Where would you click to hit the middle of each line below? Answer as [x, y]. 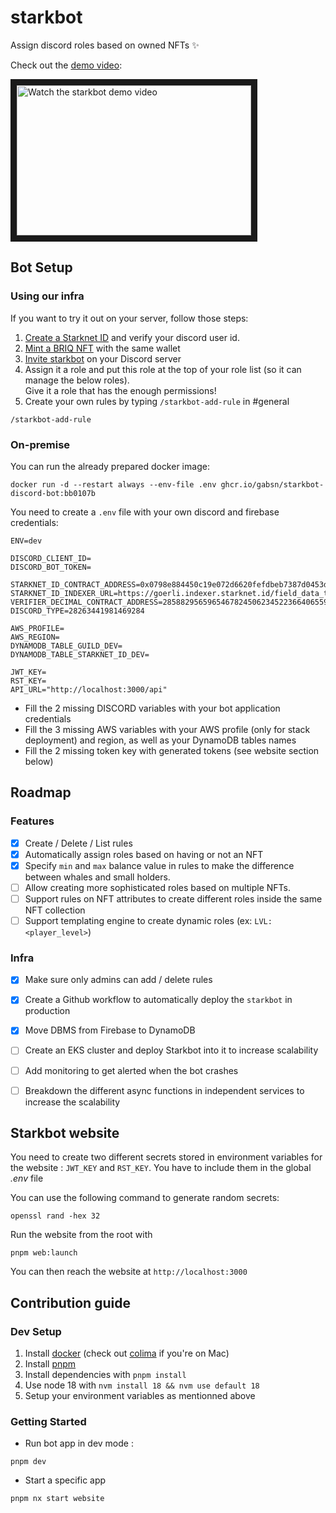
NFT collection [55, 910]
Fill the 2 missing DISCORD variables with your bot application [152, 708]
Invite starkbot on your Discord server [103, 358]
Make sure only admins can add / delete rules [118, 980]
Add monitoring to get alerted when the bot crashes [131, 1070]
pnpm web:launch [44, 1253]
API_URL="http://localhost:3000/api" [89, 689]
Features [32, 821]
